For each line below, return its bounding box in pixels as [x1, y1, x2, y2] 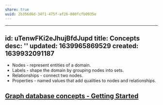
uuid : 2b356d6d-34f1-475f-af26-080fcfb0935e [5, 12, 97, 17]
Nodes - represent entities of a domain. [12, 62, 91, 68]
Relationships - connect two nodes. [12, 72, 83, 78]
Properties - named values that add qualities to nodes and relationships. [12, 78, 156, 84]
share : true [5, 7, 29, 12]
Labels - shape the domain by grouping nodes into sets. [12, 68, 124, 73]
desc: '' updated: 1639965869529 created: [5, 42, 139, 50]
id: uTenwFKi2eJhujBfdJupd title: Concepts [5, 34, 140, 42]
